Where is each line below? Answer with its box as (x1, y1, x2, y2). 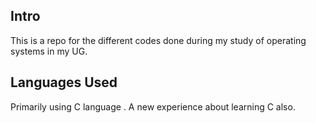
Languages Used (10, 74, 118, 91)
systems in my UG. (10, 45, 88, 57)
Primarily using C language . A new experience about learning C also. (10, 100, 296, 113)
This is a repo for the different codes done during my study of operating (10, 34, 307, 46)
